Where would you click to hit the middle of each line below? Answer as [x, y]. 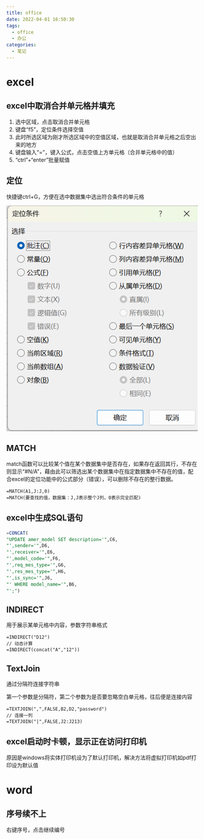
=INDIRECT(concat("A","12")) [43, 650]
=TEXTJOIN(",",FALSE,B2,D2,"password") [57, 709]
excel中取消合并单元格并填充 [61, 106]
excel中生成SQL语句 [45, 518]
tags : [13, 26]
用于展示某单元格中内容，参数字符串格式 [57, 625]
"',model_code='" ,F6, [34, 559]
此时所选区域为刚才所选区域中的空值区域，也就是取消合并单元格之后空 [103, 137]
